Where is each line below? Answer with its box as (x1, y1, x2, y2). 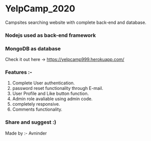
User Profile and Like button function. (12, 90, 89, 97)
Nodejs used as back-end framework (5, 32, 96, 39)
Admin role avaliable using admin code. (12, 96, 93, 102)
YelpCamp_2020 (5, 3, 75, 14)
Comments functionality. (12, 106, 63, 112)
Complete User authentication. (12, 80, 75, 86)
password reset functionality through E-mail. (12, 85, 103, 91)
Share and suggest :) (5, 119, 56, 126)
